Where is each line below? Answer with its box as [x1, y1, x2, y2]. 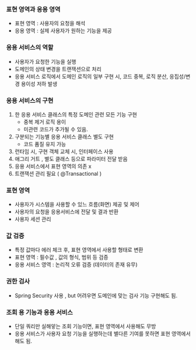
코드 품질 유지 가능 [23, 140, 67, 147]
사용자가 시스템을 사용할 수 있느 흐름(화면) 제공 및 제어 [14, 201, 139, 208]
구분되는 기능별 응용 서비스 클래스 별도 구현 [14, 133, 114, 140]
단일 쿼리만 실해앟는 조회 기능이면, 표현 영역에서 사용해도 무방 [14, 323, 157, 330]
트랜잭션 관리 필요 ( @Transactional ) [14, 170, 102, 177]
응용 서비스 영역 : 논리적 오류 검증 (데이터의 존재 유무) [14, 261, 138, 268]
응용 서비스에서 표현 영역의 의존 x [14, 163, 92, 170]
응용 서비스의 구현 [6, 96, 54, 105]
